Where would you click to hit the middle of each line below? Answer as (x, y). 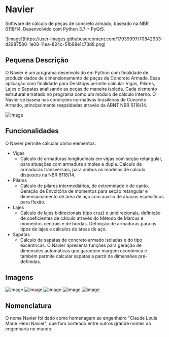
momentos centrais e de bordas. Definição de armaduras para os (88, 223)
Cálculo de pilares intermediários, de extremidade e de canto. (84, 186)
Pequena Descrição (37, 60)
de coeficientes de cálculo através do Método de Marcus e (82, 218)
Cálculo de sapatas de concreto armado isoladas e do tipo (81, 240)
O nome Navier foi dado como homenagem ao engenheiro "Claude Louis (81, 318)
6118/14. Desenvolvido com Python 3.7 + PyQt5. (55, 29)
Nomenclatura (28, 306)
